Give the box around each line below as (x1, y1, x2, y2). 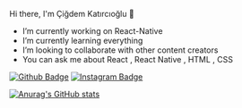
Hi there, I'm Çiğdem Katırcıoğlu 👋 (9, 9, 134, 19)
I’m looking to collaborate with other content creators (22, 45, 219, 55)
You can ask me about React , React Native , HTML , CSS (22, 54, 233, 64)
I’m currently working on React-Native (22, 26, 163, 36)
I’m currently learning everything (22, 36, 143, 46)
